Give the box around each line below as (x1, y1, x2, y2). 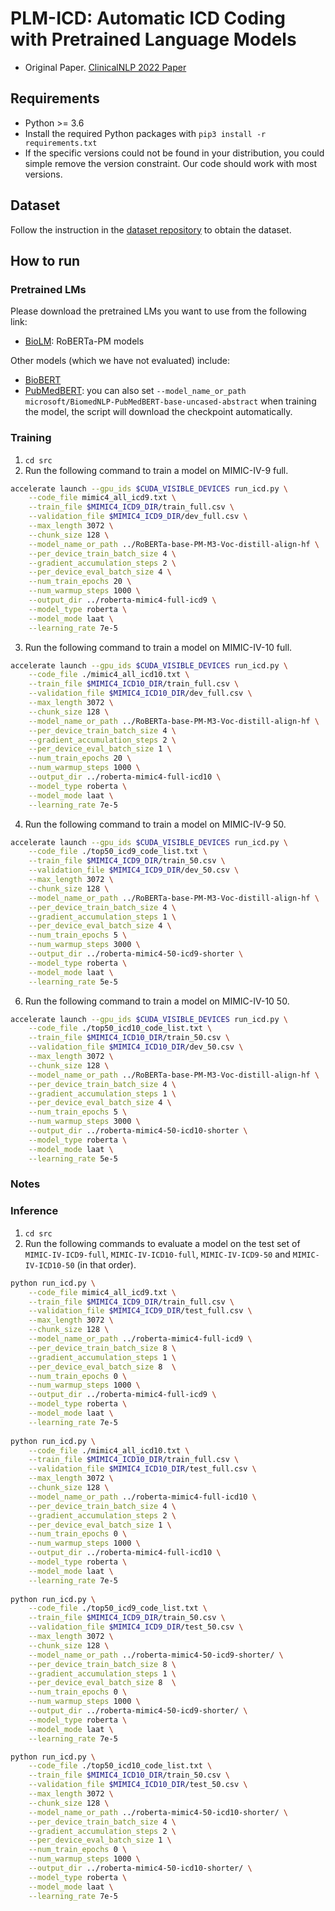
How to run (10, 252, 81, 269)
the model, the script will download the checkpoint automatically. (24, 406, 293, 418)
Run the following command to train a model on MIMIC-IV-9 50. (24, 818, 287, 830)
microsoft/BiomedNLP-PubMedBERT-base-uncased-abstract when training (24, 395, 317, 407)
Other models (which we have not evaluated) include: (10, 355, 231, 367)
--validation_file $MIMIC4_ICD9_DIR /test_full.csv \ (28, 1306, 253, 1316)
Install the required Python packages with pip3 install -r (24, 127, 267, 139)
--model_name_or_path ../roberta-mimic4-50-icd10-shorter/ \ (28, 1807, 288, 1817)
